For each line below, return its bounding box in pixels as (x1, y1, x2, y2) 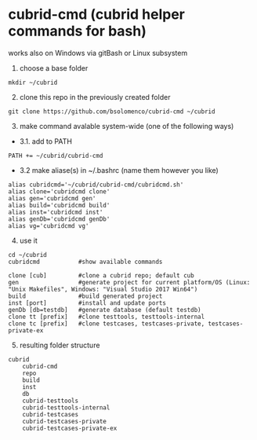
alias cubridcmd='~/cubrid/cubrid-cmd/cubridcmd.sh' (8, 181, 184, 189)
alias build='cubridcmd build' (8, 201, 110, 209)
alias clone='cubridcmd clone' (8, 187, 110, 196)
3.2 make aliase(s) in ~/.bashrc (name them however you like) (19, 165, 219, 174)
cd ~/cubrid (8, 251, 47, 258)
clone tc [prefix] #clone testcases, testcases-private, (8, 320, 205, 328)
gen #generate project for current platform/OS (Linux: (8, 278, 251, 286)
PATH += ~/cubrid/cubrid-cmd (8, 152, 103, 159)
